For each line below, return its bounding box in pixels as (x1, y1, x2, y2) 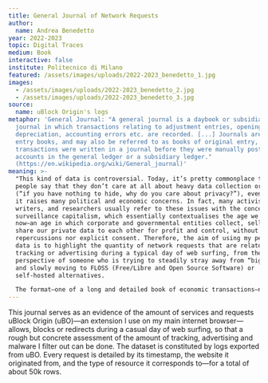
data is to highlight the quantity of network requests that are (15, 242, 238, 250)
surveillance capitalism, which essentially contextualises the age (15, 212, 248, 220)
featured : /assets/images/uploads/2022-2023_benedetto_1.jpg (8, 71, 216, 79)
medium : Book (8, 49, 52, 57)
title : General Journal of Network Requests (8, 11, 159, 20)
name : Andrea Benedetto (15, 26, 94, 34)
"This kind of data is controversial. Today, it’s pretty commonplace (15, 175, 255, 184)
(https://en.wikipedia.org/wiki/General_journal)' (15, 160, 187, 168)
